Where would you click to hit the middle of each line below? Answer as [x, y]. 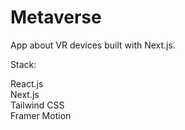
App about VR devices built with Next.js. [93, 45]
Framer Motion [41, 115]
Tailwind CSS [37, 105]
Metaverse [56, 17]
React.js [27, 83]
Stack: [23, 64]
